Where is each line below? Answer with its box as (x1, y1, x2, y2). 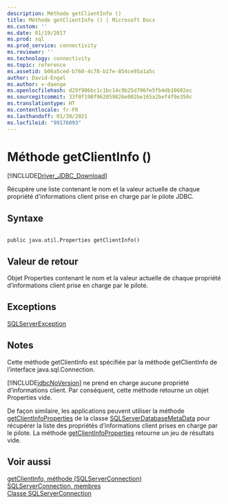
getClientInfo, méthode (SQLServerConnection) (7, 474, 143, 483)
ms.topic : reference (7, 61, 67, 68)
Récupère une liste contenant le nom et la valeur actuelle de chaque (7, 185, 200, 193)
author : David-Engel (7, 74, 67, 81)
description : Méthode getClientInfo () (7, 10, 122, 17)
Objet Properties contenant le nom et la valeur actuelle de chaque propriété (7, 274, 222, 282)
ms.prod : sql (7, 36, 45, 43)
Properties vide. (7, 393, 53, 401)
